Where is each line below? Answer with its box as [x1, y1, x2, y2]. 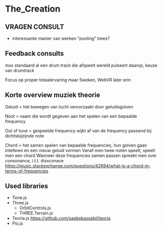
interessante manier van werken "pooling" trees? [12, 35, 110, 41]
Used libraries [5, 182, 49, 190]
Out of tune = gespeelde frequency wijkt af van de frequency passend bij [5, 127, 152, 134]
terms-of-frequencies [5, 168, 49, 174]
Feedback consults [5, 49, 64, 58]
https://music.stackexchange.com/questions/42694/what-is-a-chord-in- [5, 163, 151, 169]
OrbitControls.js [19, 205, 51, 211]
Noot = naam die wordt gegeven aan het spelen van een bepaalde [5, 113, 137, 119]
